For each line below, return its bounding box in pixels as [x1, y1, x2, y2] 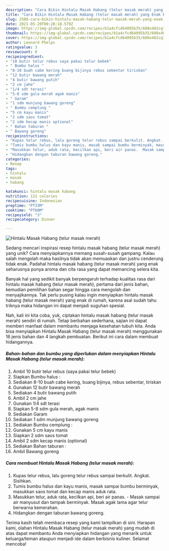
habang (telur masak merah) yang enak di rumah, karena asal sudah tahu [6, 297, 157, 304]
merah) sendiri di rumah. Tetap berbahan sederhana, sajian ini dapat [6, 318, 147, 324]
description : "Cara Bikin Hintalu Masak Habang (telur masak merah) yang [6, 7, 163, 13]
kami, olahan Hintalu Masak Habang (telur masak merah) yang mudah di [6, 525, 155, 531]
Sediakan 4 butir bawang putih [13, 390, 77, 396]
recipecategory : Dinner [6, 217, 56, 222]
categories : [6, 157, 31, 162]
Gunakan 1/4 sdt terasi [13, 400, 60, 406]
